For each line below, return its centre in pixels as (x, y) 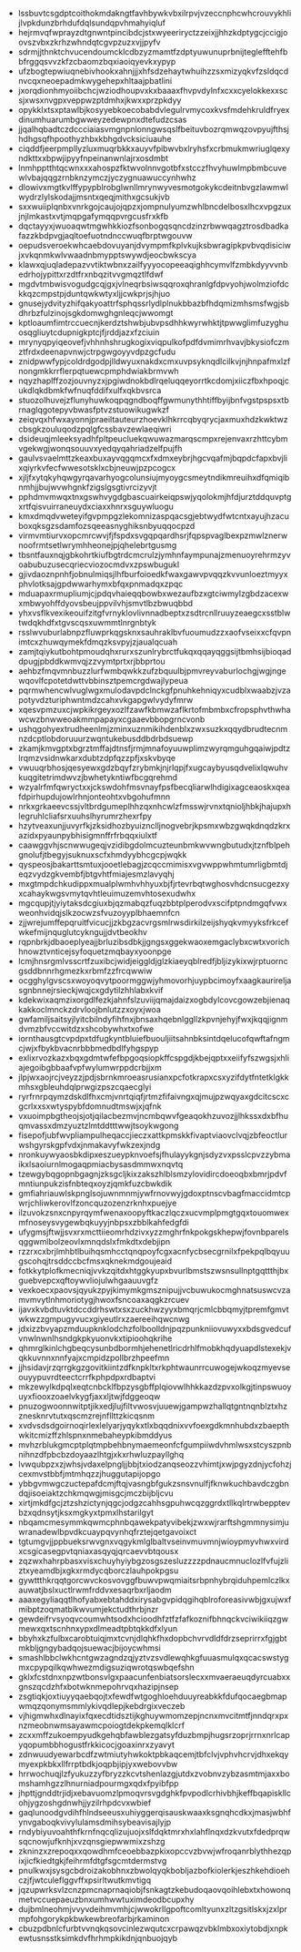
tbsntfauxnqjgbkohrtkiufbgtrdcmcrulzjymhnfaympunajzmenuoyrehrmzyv (154, 555)
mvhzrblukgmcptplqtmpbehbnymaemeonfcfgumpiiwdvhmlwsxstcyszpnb (155, 1445)
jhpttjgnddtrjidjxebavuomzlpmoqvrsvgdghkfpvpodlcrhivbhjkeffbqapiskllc (154, 1793)
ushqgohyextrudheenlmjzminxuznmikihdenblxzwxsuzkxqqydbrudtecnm (153, 729)
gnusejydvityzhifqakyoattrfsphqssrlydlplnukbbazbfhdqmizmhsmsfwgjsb (153, 303)
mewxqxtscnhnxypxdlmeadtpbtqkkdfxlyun (98, 1628)
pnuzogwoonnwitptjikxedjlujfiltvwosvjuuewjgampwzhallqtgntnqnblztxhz (153, 1406)
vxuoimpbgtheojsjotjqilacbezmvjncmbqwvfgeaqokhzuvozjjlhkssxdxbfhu (153, 1116)
